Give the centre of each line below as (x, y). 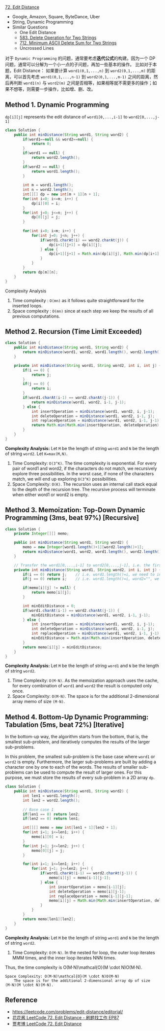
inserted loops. (27, 306)
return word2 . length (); (55, 158)
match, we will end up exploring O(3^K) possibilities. (65, 479)
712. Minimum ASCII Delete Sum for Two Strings (68, 43)
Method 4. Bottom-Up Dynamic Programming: (77, 717)
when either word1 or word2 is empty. (50, 495)
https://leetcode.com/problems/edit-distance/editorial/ (68, 1012)
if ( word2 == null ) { (44, 167)
